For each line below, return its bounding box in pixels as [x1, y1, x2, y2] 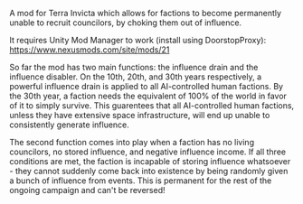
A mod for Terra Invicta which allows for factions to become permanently [9, 8, 282, 18]
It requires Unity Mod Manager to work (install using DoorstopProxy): [9, 35, 267, 45]
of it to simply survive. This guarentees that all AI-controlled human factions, [9, 100, 295, 111]
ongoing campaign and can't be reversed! [9, 185, 166, 195]
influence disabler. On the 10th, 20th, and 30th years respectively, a [9, 71, 262, 82]
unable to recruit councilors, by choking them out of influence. [9, 17, 242, 28]
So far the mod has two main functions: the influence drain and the [9, 62, 259, 72]
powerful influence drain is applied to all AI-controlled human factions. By [9, 81, 283, 91]
